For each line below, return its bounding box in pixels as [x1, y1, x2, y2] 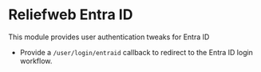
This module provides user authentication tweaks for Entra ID [8, 32, 210, 42]
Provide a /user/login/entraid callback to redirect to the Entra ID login [19, 47, 254, 57]
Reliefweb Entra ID [8, 6, 133, 24]
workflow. [19, 56, 53, 66]
